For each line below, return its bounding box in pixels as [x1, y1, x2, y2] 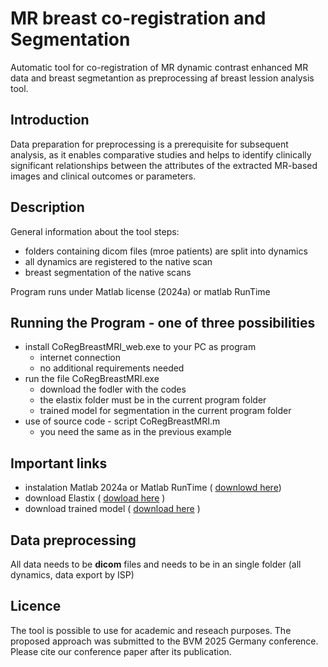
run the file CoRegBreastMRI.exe [24, 373, 160, 385]
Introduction [10, 112, 90, 129]
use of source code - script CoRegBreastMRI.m [24, 415, 221, 427]
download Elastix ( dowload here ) [24, 492, 166, 504]
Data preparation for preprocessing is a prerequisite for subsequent [10, 138, 289, 150]
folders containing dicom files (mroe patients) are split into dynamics [24, 245, 308, 257]
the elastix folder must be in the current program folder [39, 394, 267, 406]
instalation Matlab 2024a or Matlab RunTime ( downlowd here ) [24, 482, 282, 494]
